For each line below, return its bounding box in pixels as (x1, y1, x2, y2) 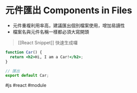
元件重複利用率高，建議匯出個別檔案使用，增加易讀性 (12, 22, 125, 28)
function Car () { (5, 49, 42, 55)
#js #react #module (5, 82, 47, 88)
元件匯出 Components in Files (5, 5, 132, 16)
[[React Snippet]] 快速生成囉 (17, 39, 78, 46)
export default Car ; (5, 73, 50, 78)
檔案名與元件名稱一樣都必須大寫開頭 (12, 28, 89, 35)
